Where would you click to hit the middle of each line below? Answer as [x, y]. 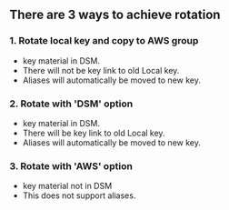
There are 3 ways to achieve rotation [115, 15]
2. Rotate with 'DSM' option [71, 104]
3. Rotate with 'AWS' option [71, 165]
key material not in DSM [67, 186]
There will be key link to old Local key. [94, 133]
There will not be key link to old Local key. [101, 70]
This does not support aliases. [79, 195]
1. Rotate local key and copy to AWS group [104, 41]
